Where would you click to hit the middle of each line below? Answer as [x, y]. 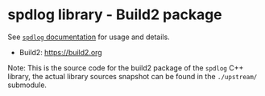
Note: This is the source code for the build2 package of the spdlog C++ [126, 68]
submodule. [27, 85]
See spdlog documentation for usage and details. [89, 37]
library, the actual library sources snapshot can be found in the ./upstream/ [132, 76]
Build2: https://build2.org [60, 52]
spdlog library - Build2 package [115, 15]
